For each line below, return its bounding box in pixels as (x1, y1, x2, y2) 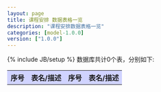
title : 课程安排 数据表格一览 (7, 16, 84, 23)
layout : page (7, 10, 45, 17)
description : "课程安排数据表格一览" (7, 23, 105, 30)
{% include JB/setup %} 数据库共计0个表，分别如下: (7, 56, 155, 64)
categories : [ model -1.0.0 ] (7, 29, 84, 36)
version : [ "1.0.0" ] (7, 36, 63, 43)
